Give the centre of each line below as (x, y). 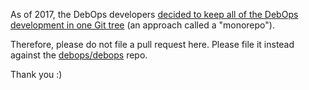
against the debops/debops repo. (79, 55)
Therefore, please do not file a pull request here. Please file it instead (152, 44)
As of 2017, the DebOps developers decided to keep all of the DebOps (154, 14)
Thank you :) (36, 74)
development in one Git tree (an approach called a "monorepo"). (142, 25)
